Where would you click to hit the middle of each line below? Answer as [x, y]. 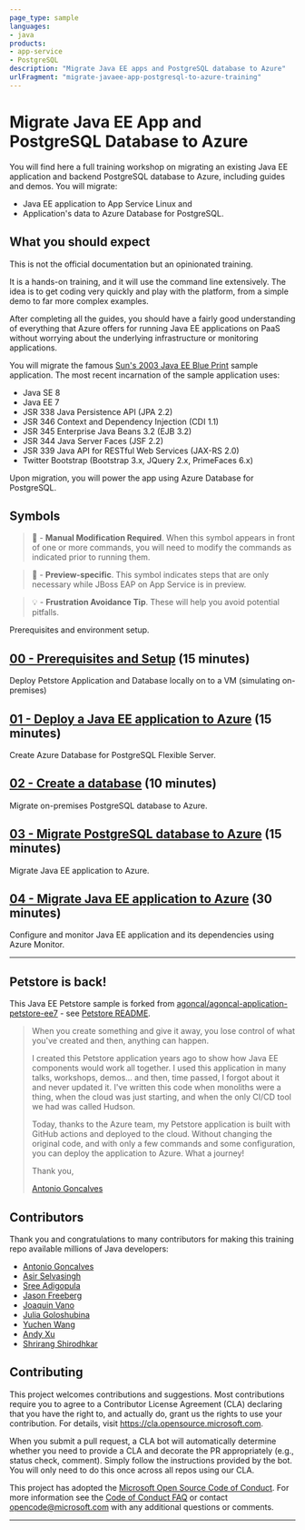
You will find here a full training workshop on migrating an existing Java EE [149, 167]
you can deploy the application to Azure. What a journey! [138, 1153]
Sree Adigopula [51, 1286]
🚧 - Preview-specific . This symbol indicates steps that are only [150, 575]
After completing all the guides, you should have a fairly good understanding [152, 319]
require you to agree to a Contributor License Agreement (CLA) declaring [146, 1403]
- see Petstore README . [106, 1013]
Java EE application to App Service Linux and [107, 203]
